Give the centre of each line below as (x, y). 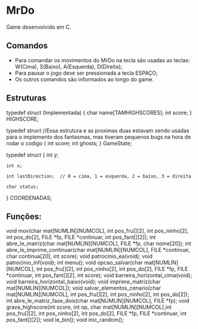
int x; (14, 166)
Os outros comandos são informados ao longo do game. (84, 79)
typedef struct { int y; (32, 155)
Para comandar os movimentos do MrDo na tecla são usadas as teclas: (102, 60)
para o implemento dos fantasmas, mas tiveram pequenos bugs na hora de (99, 137)
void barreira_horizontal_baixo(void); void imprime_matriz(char (83, 282)
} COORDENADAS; (29, 197)
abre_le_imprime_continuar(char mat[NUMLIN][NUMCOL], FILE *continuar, (98, 250)
